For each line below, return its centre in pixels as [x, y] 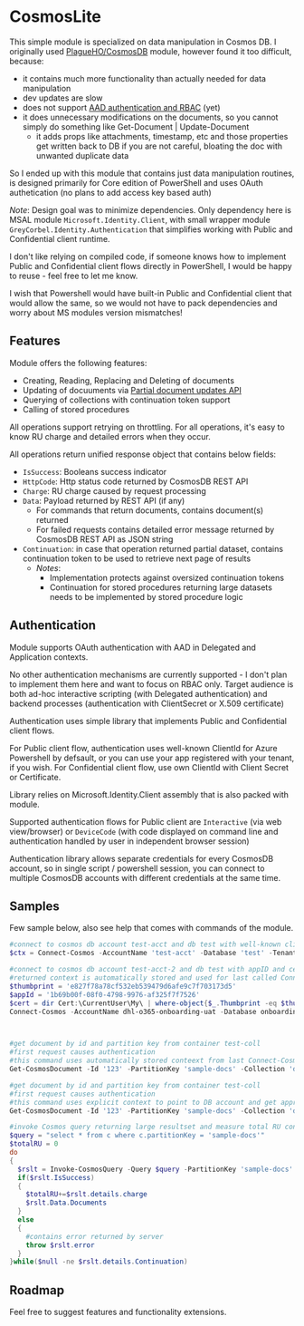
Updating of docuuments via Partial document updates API [132, 390]
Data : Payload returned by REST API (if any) [104, 500]
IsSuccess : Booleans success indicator [95, 471]
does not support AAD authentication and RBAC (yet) [121, 107]
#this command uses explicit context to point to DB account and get [143, 1102]
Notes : [48, 567]
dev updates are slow [62, 98]
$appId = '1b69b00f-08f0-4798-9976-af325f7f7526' [105, 994]
